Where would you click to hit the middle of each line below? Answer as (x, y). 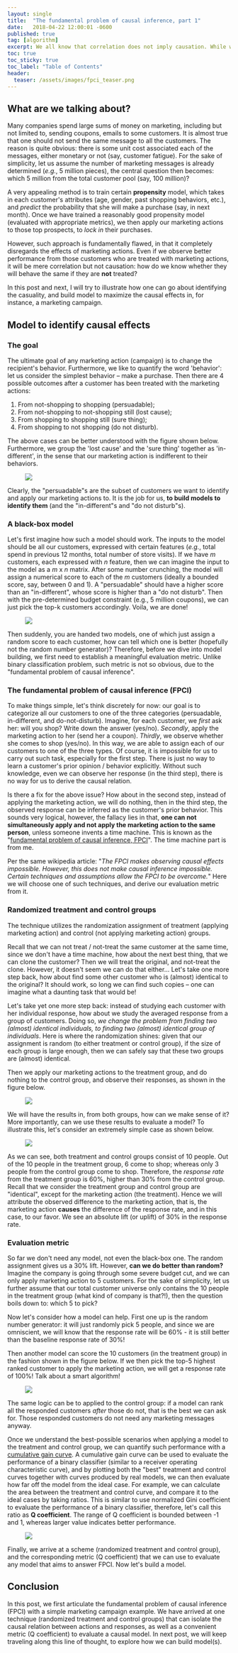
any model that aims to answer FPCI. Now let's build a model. (97, 1564)
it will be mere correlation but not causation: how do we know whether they (117, 266)
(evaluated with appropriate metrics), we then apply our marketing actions (115, 222)
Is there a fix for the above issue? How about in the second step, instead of (117, 795)
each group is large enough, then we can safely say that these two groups (116, 1051)
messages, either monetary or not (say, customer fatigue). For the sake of (115, 156)
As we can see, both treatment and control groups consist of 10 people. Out (118, 1156)
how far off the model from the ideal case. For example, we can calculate (114, 1485)
